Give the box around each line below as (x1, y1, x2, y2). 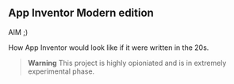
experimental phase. (27, 67, 95, 76)
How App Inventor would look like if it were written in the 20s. (8, 43, 209, 52)
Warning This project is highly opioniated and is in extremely (27, 58, 227, 67)
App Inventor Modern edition (8, 6, 155, 20)
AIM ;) (8, 27, 29, 36)
